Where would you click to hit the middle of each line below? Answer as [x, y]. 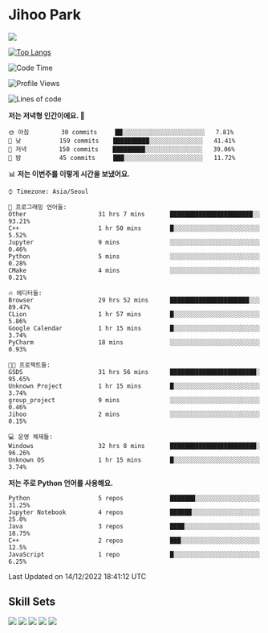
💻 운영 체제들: [31, 437]
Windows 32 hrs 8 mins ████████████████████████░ [134, 446]
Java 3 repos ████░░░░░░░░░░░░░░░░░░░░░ [134, 526]
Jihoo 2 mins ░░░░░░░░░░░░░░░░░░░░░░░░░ [134, 414]
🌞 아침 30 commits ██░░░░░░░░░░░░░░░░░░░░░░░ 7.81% [121, 132]
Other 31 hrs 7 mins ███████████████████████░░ [134, 214]
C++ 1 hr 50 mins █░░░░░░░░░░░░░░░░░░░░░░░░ [134, 228]
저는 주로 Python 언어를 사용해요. [61, 483]
